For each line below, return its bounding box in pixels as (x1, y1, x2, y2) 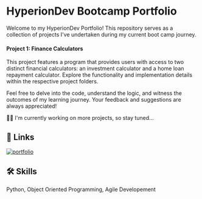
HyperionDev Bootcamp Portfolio (6, 4, 178, 18)
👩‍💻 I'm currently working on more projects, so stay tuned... (6, 114, 154, 122)
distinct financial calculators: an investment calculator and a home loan (6, 65, 184, 72)
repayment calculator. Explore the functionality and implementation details (6, 71, 193, 79)
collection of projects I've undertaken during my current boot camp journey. (6, 30, 197, 38)
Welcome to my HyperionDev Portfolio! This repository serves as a (6, 24, 173, 32)
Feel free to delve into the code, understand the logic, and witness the (6, 89, 183, 97)
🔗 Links (6, 132, 35, 142)
